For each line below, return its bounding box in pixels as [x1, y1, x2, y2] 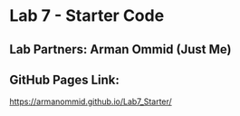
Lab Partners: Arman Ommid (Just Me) [9, 42, 232, 57]
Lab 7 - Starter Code [9, 5, 165, 26]
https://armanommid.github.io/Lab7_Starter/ [9, 96, 172, 107]
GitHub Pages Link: [9, 72, 120, 87]
